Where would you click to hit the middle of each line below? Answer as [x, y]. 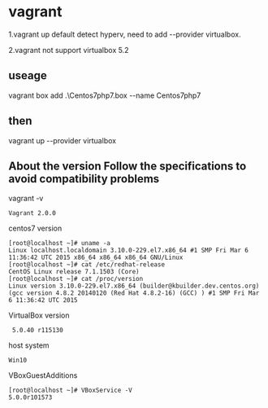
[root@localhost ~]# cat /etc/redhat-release [86, 265]
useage [28, 76]
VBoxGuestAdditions [43, 375]
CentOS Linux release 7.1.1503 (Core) [74, 272]
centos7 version [35, 228]
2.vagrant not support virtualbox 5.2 [69, 50]
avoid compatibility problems [84, 179]
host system [29, 345]
